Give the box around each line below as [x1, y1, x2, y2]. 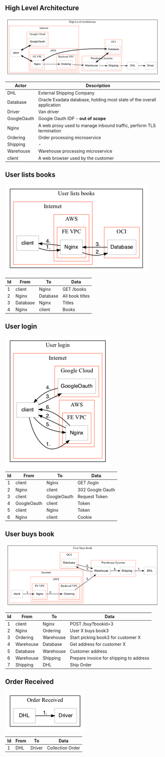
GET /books [62, 286, 87, 292]
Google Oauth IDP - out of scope [38, 116, 107, 122]
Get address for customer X [70, 641, 126, 647]
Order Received [5, 677, 54, 686]
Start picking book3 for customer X [70, 634, 141, 640]
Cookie [77, 514, 92, 520]
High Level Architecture [5, 4, 80, 12]
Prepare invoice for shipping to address [70, 655, 150, 661]
